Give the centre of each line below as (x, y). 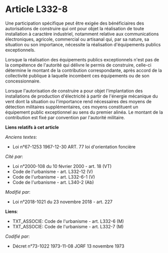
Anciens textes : (21, 137)
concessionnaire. (23, 81)
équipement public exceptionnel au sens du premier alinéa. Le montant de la (84, 112)
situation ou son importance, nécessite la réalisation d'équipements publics (83, 44)
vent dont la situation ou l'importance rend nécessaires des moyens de (78, 101)
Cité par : (14, 156)
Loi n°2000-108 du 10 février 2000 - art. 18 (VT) (62, 166)
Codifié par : (18, 236)
